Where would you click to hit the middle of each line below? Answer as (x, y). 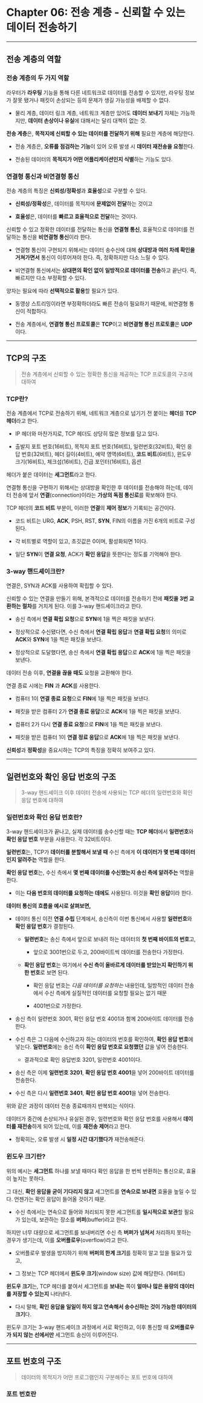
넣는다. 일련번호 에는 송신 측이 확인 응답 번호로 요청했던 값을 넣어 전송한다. (101, 1047)
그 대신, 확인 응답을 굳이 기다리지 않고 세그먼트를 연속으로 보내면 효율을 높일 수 (98, 1191)
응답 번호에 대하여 (42, 800)
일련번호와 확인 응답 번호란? (44, 817)
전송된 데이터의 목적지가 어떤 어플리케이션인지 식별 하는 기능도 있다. (94, 159)
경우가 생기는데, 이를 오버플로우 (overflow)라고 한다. (67, 1240)
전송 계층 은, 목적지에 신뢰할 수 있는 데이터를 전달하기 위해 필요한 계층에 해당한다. (100, 133)
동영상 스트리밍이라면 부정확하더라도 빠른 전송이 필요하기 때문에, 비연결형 (101, 303)
